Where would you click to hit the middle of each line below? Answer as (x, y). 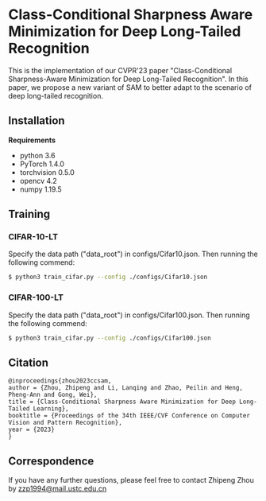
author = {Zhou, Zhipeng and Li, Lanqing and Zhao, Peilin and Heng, (126, 388)
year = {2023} (32, 430)
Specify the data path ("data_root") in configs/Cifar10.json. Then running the (133, 254)
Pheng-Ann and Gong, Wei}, (53, 395)
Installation (37, 121)
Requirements (32, 140)
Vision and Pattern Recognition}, (66, 423)
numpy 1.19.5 (40, 189)
